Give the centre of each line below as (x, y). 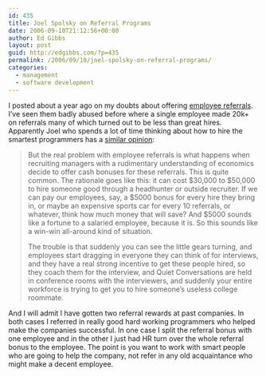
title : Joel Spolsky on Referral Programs (80, 23)
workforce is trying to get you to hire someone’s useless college (133, 289)
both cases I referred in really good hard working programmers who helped (132, 321)
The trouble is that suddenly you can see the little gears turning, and (140, 246)
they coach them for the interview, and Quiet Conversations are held (140, 272)
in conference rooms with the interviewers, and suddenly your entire (140, 280)
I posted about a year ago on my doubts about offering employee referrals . (131, 105)
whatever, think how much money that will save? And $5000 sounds (140, 214)
